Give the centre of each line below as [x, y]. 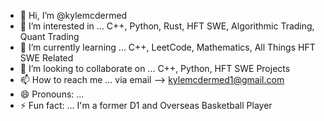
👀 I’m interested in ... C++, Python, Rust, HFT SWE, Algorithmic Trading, [167, 26]
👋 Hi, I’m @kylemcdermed [73, 15]
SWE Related [46, 58]
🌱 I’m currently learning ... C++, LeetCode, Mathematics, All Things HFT [167, 47]
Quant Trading [49, 36]
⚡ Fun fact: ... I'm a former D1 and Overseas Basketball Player [146, 105]
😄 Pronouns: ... [52, 94]
